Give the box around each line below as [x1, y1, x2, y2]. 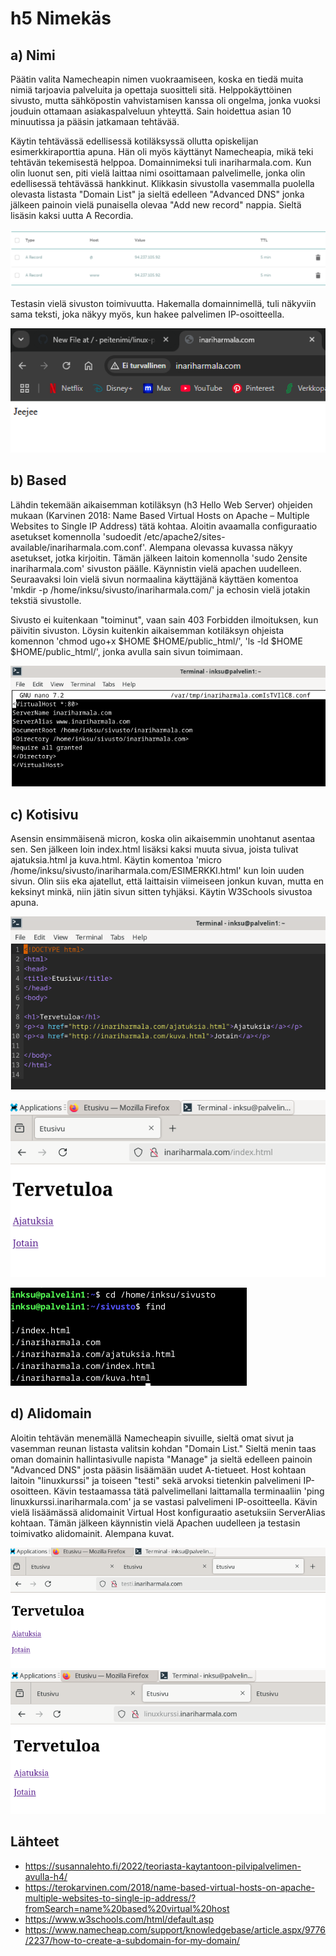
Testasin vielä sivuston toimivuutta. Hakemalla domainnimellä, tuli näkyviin [10, 297, 317, 309]
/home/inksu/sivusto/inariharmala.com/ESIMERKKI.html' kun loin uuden [10, 865, 305, 877]
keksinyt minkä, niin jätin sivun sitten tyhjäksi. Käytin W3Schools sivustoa [10, 886, 313, 898]
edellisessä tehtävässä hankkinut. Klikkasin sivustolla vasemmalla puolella [10, 178, 315, 189]
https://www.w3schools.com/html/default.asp [24, 1913, 215, 1925]
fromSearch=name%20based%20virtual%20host [24, 1902, 230, 1914]
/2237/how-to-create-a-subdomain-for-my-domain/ [24, 1934, 241, 1946]
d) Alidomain [10, 1405, 92, 1422]
